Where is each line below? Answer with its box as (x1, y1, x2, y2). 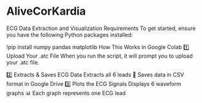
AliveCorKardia (6, 4, 86, 18)
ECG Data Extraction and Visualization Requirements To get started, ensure (6, 25, 196, 32)
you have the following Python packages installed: (6, 31, 133, 38)
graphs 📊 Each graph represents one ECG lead (6, 89, 126, 96)
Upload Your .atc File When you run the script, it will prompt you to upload (6, 52, 193, 59)
